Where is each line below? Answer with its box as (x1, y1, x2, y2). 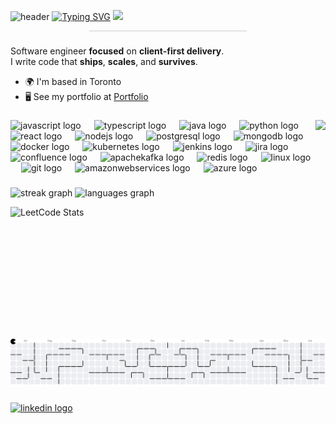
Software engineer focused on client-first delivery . (10, 45, 225, 57)
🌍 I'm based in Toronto (24, 75, 122, 87)
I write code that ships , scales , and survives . (10, 55, 198, 67)
